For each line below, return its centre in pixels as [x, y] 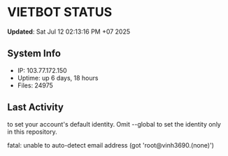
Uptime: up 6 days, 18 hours [58, 78]
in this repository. [32, 132]
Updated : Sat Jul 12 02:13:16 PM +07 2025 [69, 31]
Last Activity [36, 107]
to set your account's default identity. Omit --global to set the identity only [114, 124]
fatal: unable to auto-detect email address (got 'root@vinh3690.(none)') [111, 145]
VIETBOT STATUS [60, 12]
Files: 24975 [35, 85]
